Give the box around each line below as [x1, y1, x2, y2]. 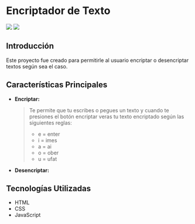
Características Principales [6, 80, 108, 90]
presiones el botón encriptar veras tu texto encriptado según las [29, 113, 184, 120]
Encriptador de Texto [6, 4, 111, 18]
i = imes [37, 136, 57, 144]
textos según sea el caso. [6, 63, 68, 70]
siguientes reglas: [29, 119, 72, 126]
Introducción [6, 41, 54, 51]
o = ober [37, 149, 59, 156]
